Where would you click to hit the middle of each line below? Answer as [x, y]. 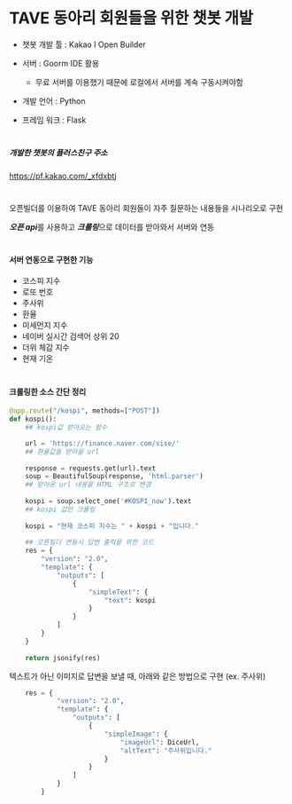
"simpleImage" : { [136, 734]
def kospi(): [33, 419]
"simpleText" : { [118, 592]
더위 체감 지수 [46, 348]
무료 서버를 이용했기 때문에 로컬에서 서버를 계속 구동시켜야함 [139, 82]
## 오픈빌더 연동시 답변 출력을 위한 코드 [89, 542]
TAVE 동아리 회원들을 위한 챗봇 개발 [131, 18]
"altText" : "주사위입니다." [166, 751]
